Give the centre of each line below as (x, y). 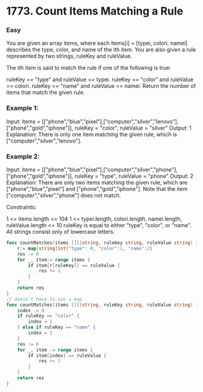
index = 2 (40, 333)
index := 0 (31, 310)
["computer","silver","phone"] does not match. (64, 196)
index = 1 (40, 322)
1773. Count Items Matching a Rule (95, 11)
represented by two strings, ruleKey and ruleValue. (69, 56)
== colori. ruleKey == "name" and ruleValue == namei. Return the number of (101, 86)
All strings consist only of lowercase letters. (60, 232)
